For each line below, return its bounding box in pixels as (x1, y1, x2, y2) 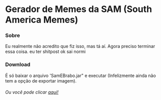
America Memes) (5, 14, 78, 25)
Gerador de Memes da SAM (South (5, 3, 152, 15)
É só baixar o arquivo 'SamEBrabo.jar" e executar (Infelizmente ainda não (5, 72, 156, 78)
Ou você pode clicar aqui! (5, 89, 58, 95)
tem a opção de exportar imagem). (5, 77, 76, 83)
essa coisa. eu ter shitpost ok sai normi (5, 48, 86, 54)
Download (5, 61, 31, 68)
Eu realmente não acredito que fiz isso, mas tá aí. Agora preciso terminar (5, 43, 155, 49)
